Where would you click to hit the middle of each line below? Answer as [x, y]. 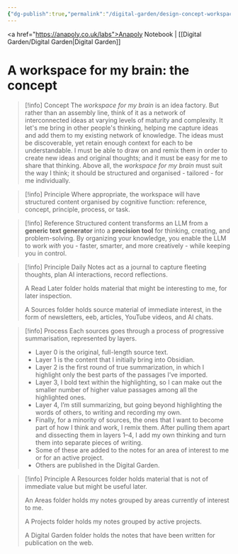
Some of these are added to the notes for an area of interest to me [132, 450]
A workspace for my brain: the [98, 70]
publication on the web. [59, 543]
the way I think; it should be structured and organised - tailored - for [124, 173]
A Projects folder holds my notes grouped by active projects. [113, 521]
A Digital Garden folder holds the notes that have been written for [120, 535]
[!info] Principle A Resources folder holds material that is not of [117, 479]
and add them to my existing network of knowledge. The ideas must [124, 135]
